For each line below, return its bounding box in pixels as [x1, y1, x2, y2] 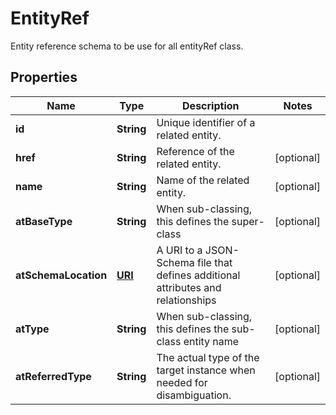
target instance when [156, 363, 256, 377]
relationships [156, 293, 217, 307]
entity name [183, 334, 240, 348]
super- [231, 214, 265, 228]
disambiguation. [156, 388, 232, 402]
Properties [10, 69, 78, 86]
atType [15, 322, 50, 336]
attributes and [156, 280, 222, 294]
